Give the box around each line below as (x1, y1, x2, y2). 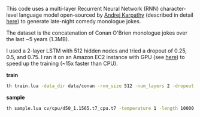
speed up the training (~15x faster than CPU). (6, 60, 118, 67)
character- (160, 5, 187, 12)
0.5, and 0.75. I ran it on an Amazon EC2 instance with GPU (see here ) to (6, 54, 185, 60)
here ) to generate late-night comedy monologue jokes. (6, 18, 141, 24)
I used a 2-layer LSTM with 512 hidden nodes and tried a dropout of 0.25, (6, 47, 187, 54)
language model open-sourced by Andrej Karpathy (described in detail (19, 11, 193, 19)
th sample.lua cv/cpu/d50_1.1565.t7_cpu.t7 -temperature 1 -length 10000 (6, 105, 195, 111)
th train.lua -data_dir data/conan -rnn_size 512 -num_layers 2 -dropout (6, 83, 195, 89)
